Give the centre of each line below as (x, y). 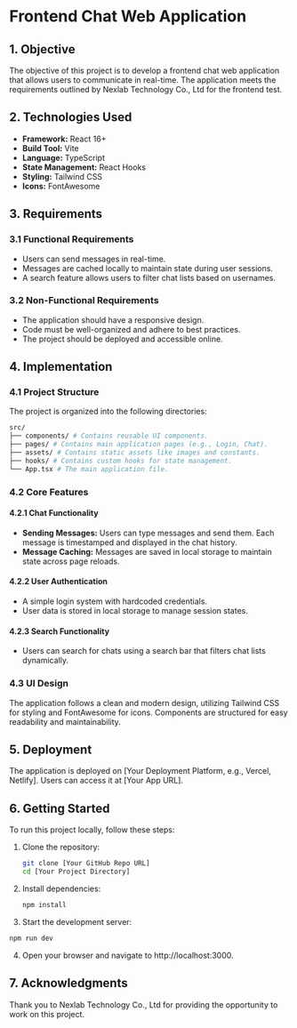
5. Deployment (51, 749)
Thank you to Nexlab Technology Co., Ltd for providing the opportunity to (144, 1004)
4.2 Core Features (49, 492)
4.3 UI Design (39, 684)
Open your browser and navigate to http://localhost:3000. (128, 955)
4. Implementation (61, 367)
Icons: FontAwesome (61, 186)
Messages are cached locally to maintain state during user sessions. (148, 268)
